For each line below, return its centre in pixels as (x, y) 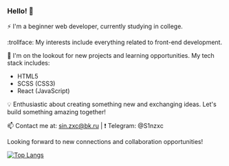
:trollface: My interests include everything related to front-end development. (115, 42)
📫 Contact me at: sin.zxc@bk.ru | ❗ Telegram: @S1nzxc (85, 126)
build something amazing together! (57, 112)
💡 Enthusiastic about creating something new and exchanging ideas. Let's (112, 104)
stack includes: (29, 63)
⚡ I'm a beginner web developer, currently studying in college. (95, 26)
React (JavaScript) (43, 91)
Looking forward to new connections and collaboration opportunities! (105, 142)
